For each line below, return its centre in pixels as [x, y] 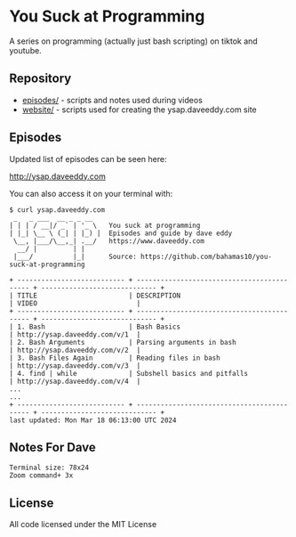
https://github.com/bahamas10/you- [207, 256]
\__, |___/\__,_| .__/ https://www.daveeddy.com [108, 241]
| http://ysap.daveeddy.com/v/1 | [75, 334]
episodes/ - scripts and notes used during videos [112, 100]
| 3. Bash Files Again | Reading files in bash [115, 358]
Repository [40, 79]
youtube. [25, 50]
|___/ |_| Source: [75, 256]
